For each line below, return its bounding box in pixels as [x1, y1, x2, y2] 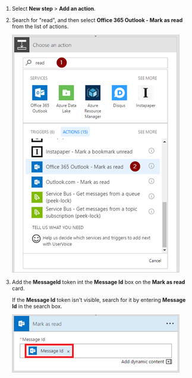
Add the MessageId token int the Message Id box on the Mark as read [11, 279, 185, 285]
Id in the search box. [11, 303, 62, 310]
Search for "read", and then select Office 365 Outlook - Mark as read [11, 17, 183, 23]
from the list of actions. [11, 23, 69, 30]
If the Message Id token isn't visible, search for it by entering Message [11, 296, 186, 303]
